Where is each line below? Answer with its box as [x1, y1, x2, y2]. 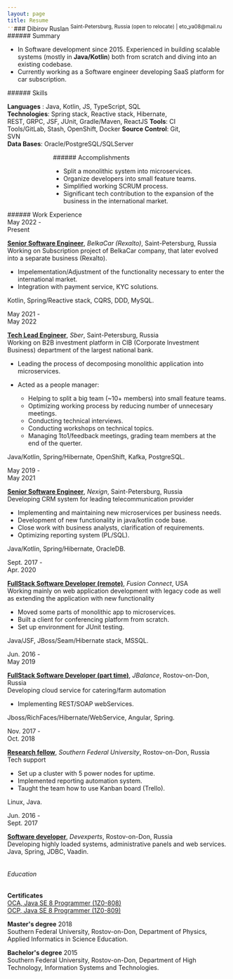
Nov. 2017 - [7, 727, 41, 736]
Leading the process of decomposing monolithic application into [17, 359, 204, 368]
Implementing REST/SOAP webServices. [17, 700, 135, 708]
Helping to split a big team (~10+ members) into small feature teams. [27, 395, 227, 403]
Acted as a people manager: [17, 380, 100, 389]
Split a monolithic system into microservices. [62, 167, 193, 176]
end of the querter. [27, 439, 83, 447]
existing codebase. [17, 60, 73, 69]
